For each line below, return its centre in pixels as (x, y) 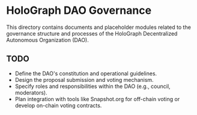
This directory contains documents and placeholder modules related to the (98, 27)
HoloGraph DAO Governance (79, 11)
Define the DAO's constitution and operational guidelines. (86, 73)
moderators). (31, 92)
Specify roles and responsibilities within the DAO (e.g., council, (92, 86)
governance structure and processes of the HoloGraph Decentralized (92, 33)
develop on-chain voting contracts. (58, 105)
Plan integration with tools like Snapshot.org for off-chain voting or (97, 99)
